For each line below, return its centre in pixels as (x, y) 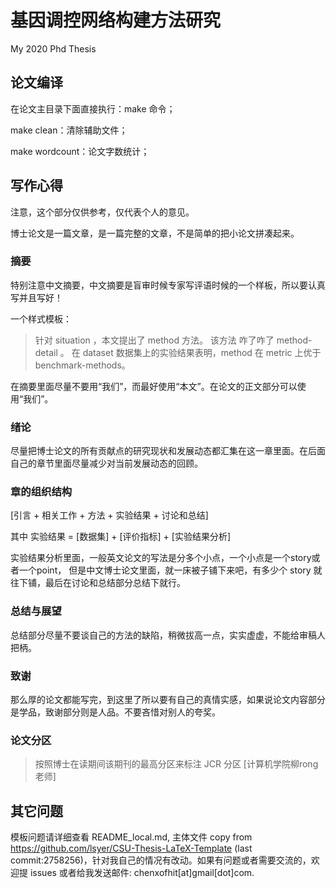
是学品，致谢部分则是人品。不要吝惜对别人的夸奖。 (115, 712)
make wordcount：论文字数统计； (80, 151)
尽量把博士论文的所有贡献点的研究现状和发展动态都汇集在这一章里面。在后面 (168, 451)
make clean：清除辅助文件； (69, 130)
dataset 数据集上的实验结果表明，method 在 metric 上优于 (202, 352)
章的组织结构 (41, 492)
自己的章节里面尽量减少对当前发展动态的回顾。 (106, 463)
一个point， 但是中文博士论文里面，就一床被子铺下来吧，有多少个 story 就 (170, 570)
